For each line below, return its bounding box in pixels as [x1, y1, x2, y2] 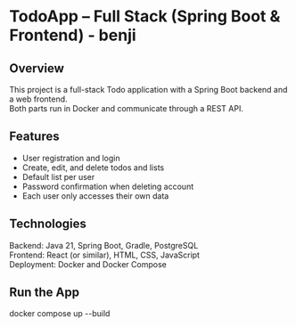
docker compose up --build [9, 308, 111, 319]
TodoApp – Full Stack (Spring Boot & [9, 6, 281, 27]
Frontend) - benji [9, 25, 136, 45]
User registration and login [21, 152, 120, 163]
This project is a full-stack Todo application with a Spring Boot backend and [9, 85, 288, 94]
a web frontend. [9, 94, 69, 104]
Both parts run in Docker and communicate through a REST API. [9, 103, 243, 113]
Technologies [9, 217, 87, 232]
